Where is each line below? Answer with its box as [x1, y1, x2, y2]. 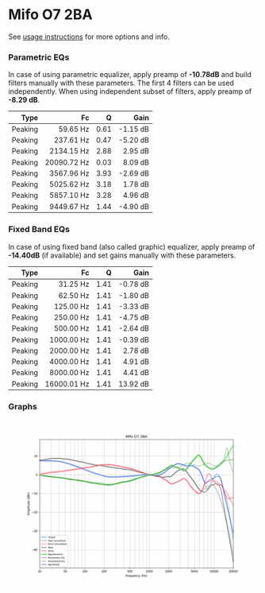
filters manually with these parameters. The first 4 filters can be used [8, 78, 234, 88]
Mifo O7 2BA [8, 6, 93, 24]
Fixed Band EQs [8, 224, 70, 235]
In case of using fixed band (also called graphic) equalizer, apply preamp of [8, 242, 255, 251]
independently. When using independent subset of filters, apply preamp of [8, 87, 252, 96]
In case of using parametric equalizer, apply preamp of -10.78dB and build [8, 70, 252, 79]
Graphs [8, 401, 37, 412]
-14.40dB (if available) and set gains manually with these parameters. [8, 250, 236, 260]
